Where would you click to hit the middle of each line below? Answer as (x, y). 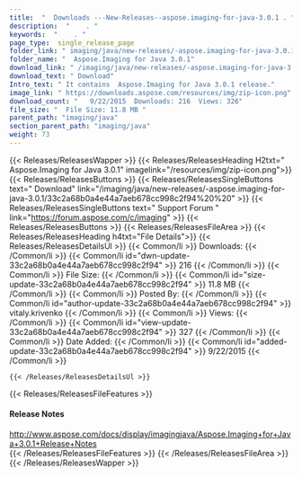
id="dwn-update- (158, 255)
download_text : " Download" (62, 76)
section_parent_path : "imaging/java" (80, 127)
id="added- (266, 341)
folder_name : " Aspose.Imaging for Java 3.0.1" (102, 59)
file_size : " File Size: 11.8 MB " (78, 110)
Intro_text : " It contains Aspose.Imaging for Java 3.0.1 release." (142, 84)
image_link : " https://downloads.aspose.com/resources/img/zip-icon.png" (151, 93)
